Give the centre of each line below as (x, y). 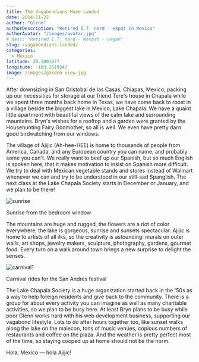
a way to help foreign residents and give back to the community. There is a (97, 297)
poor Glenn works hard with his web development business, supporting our (98, 316)
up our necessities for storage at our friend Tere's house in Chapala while (96, 96)
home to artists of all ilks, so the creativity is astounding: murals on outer (95, 237)
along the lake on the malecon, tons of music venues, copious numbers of (97, 329)
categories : (21, 51)
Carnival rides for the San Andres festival (56, 279)
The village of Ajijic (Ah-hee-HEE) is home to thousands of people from (93, 145)
